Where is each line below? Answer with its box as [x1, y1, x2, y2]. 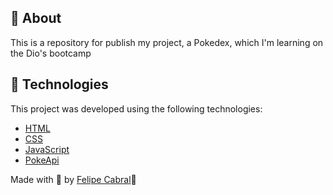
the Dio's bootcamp [10, 47, 92, 59]
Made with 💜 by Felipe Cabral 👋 [10, 173, 137, 185]
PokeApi [24, 154, 60, 166]
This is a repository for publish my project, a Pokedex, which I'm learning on [10, 36, 324, 48]
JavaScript [24, 143, 70, 155]
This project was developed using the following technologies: [10, 102, 263, 115]
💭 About [10, 10, 62, 27]
